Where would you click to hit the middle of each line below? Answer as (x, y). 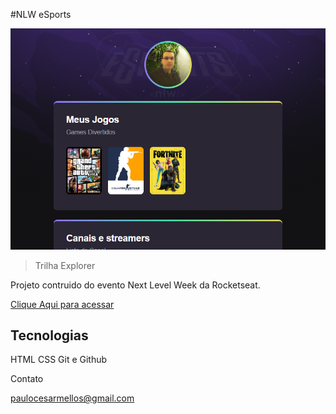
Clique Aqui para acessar (62, 304)
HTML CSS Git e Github (59, 360)
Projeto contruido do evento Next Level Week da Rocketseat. (135, 285)
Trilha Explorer (65, 265)
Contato (27, 379)
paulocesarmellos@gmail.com (72, 398)
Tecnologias (49, 335)
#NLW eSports (41, 14)
